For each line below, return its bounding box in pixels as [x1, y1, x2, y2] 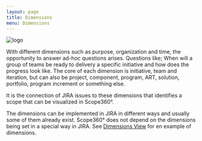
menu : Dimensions [6, 20, 50, 26]
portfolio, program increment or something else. [6, 80, 125, 87]
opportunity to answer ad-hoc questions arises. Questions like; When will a [6, 55, 193, 62]
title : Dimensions [6, 14, 52, 20]
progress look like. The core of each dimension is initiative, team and [6, 67, 177, 75]
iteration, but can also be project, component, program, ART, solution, [6, 74, 180, 81]
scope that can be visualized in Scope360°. [6, 98, 114, 105]
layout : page [6, 8, 39, 15]
